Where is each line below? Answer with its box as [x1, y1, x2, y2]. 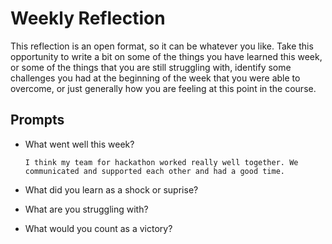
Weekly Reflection [10, 7, 166, 30]
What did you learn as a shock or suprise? [24, 183, 199, 196]
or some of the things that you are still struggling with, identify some [10, 61, 292, 73]
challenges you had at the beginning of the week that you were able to [10, 72, 301, 84]
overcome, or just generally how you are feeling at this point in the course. [10, 82, 317, 94]
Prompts [10, 112, 65, 129]
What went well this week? [24, 138, 135, 150]
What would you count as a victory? [24, 222, 173, 234]
